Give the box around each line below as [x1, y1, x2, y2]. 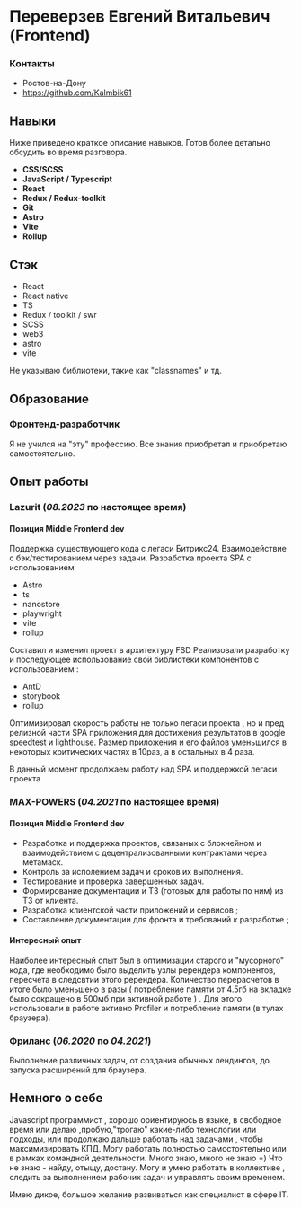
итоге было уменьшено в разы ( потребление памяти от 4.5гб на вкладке [9, 984, 292, 994]
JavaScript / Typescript [22, 173, 112, 185]
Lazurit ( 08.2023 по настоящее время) [9, 501, 187, 514]
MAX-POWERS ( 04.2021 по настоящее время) [9, 796, 220, 808]
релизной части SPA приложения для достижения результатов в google [9, 728, 286, 738]
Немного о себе [9, 1090, 103, 1106]
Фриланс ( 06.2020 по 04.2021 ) [9, 1035, 152, 1047]
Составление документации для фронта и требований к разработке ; [22, 914, 289, 925]
